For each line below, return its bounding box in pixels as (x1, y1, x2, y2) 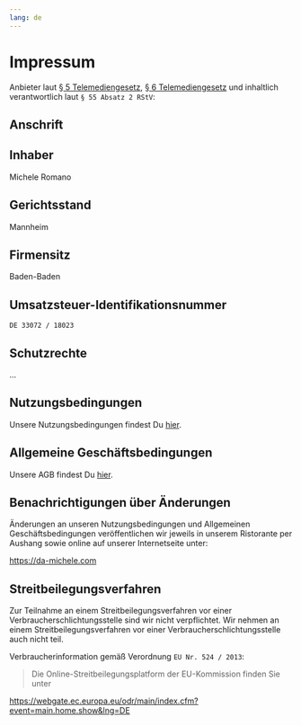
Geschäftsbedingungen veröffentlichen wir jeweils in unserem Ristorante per (9, 528, 293, 539)
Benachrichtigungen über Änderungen (9, 495, 231, 510)
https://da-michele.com (9, 555, 97, 566)
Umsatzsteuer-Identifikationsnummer (9, 297, 227, 313)
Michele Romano (9, 172, 72, 182)
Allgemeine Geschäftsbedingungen (9, 446, 213, 461)
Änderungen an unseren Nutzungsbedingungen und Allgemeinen (9, 518, 251, 530)
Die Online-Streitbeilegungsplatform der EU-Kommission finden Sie (31, 668, 280, 679)
